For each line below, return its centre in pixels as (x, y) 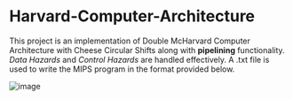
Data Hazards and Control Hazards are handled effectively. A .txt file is (139, 59)
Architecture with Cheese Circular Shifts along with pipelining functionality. (147, 50)
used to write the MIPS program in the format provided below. (122, 69)
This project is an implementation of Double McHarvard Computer (130, 41)
